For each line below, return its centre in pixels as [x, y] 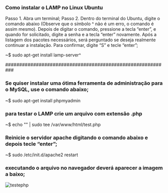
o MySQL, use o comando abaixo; [47, 90]
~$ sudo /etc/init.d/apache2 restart [42, 155]
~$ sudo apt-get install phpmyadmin [43, 100]
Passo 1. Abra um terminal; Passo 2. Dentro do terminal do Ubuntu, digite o [82, 19]
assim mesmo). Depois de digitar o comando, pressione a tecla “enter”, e [81, 29]
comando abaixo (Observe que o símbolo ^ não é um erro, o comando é [80, 24]
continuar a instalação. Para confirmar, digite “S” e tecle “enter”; [72, 45]
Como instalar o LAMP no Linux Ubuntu [54, 8]
